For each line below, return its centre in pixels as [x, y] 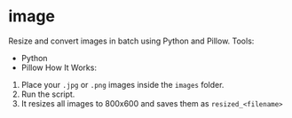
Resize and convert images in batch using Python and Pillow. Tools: [131, 41]
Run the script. [48, 94]
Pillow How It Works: [59, 67]
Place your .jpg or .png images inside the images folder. [122, 84]
